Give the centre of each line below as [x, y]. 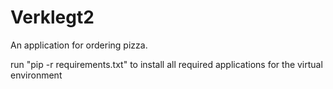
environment [36, 75]
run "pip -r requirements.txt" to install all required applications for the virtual [166, 64]
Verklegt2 [52, 17]
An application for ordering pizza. [79, 45]
